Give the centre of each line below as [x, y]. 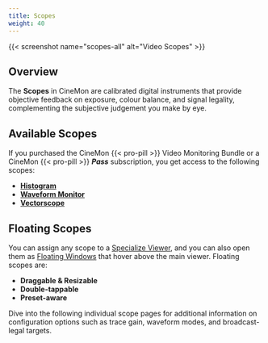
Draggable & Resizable [59, 280]
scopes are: [28, 265]
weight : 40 [27, 23]
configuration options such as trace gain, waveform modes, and [115, 322]
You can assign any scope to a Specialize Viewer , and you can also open [129, 248]
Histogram [38, 186]
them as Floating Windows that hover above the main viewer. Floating [124, 256]
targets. [39, 330]
